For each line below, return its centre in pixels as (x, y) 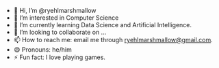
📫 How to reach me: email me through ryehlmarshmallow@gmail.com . (113, 40)
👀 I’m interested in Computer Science (66, 18)
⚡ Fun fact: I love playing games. (60, 57)
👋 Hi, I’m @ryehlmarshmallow (55, 11)
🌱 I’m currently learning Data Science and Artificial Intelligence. (103, 25)
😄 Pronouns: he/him (42, 50)
